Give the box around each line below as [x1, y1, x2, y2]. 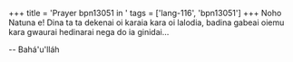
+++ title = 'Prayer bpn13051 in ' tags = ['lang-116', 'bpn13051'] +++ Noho [8, 8, 282, 18]
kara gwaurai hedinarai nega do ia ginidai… [8, 27, 170, 37]
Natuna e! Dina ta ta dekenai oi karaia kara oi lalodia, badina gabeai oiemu [8, 17, 285, 28]
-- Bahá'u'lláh [8, 44, 60, 55]
